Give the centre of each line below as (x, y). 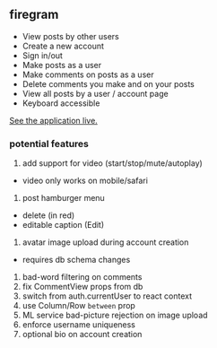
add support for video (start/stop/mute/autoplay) (113, 163)
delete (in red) (48, 215)
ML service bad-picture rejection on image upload (115, 315)
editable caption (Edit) (63, 225)
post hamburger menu (63, 198)
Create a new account (63, 46)
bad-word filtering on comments (82, 277)
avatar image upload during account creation (105, 242)
